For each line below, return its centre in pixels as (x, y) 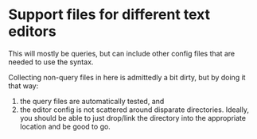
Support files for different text (109, 15)
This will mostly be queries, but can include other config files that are (122, 53)
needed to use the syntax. (51, 62)
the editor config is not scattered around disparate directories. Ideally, (134, 110)
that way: (23, 86)
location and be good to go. (65, 126)
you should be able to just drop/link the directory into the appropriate (133, 118)
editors (33, 31)
